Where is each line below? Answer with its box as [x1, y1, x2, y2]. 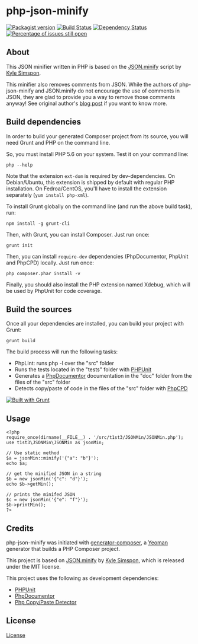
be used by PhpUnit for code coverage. [6, 287, 102, 294]
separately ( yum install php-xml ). [6, 191, 89, 198]
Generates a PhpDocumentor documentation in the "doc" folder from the [14, 372, 192, 380]
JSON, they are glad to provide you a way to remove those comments [6, 93, 176, 100]
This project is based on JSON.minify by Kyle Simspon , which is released [6, 557, 184, 564]
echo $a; [6, 461, 28, 467]
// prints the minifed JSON [6, 492, 76, 498]
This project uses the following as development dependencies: [6, 575, 159, 582]
